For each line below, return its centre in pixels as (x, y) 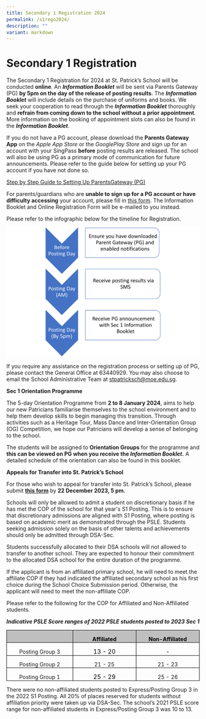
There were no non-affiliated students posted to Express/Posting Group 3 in (102, 690)
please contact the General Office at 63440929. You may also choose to (98, 373)
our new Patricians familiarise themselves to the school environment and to (101, 410)
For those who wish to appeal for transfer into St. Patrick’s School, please (99, 484)
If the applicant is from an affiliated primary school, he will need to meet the (102, 572)
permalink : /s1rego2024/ (38, 19)
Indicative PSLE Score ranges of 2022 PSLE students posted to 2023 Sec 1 (103, 622)
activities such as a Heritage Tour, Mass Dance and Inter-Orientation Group (101, 423)
